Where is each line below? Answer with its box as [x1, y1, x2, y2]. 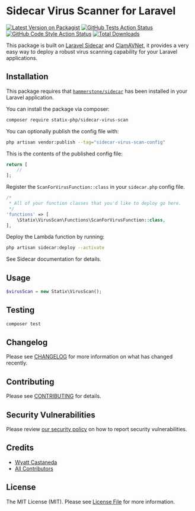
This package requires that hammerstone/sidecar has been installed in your [6, 88, 188, 95]
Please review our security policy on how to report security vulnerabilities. [6, 426, 187, 433]
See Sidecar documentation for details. [6, 255, 102, 263]
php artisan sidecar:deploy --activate [6, 245, 105, 251]
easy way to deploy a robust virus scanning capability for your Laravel [6, 48, 178, 55]
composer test [6, 320, 41, 327]
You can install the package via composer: [6, 105, 110, 113]
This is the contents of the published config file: [6, 150, 123, 157]
